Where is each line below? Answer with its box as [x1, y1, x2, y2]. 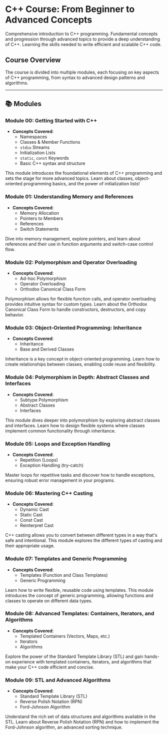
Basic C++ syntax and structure [19, 160, 85, 166]
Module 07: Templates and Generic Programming [5, 555, 127, 562]
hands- [144, 653, 159, 659]
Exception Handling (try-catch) [19, 462, 84, 468]
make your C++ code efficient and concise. [5, 664, 94, 670]
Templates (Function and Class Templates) [19, 572, 108, 578]
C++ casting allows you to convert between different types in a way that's [5, 532, 157, 538]
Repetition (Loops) [19, 457, 58, 463]
